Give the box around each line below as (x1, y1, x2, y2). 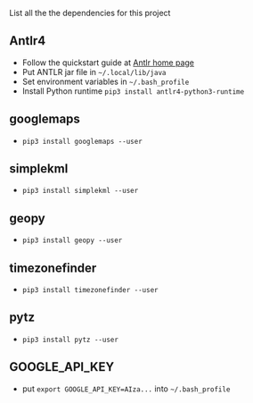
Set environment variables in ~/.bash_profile (21, 76, 190, 87)
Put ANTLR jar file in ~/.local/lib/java (21, 66, 167, 77)
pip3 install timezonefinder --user (21, 286, 159, 295)
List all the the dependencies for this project (9, 8, 171, 18)
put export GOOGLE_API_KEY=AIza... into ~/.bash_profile (21, 383, 231, 394)
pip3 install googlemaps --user (21, 137, 143, 146)
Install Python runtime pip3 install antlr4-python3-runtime (21, 85, 245, 97)
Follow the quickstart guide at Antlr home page (21, 57, 194, 68)
